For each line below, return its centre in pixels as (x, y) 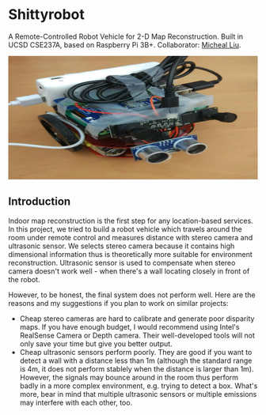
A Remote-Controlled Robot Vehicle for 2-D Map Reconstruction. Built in (126, 36)
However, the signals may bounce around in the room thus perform (129, 377)
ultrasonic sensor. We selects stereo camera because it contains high (122, 246)
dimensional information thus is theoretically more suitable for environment (131, 254)
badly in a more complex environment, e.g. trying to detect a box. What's (139, 386)
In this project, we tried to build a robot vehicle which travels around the (125, 229)
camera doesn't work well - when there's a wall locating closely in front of (129, 271)
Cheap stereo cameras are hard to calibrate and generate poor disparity (137, 319)
